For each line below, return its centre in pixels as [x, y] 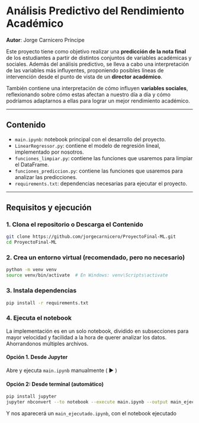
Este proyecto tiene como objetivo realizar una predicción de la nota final [96, 51]
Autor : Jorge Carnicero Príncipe [45, 40]
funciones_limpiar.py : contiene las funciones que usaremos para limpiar [104, 158]
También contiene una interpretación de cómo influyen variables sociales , [97, 88]
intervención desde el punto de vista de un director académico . [84, 77]
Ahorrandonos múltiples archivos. [47, 344]
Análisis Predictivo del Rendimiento [95, 11]
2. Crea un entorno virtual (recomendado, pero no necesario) [96, 257]
